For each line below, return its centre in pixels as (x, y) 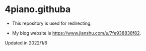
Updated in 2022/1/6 (26, 43)
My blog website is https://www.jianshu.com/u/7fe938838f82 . (77, 33)
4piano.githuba (38, 9)
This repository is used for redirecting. (52, 23)
